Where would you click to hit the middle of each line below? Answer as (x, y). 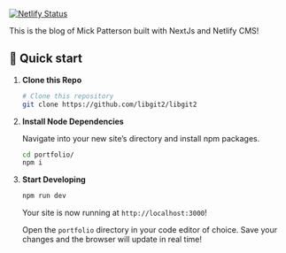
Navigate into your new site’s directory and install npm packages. (141, 138)
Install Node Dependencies (73, 121)
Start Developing (54, 180)
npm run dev (44, 196)
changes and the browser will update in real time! (112, 240)
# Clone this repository (68, 96)
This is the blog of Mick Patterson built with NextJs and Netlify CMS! (134, 31)
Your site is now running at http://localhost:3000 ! (114, 213)
